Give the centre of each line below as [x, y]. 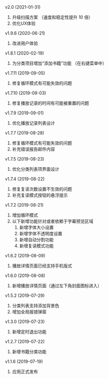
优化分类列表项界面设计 [36, 169]
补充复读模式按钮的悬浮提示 [40, 195]
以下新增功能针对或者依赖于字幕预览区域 [53, 221]
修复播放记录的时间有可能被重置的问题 [50, 103]
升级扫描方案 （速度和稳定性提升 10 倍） [53, 17]
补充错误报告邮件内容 [33, 149]
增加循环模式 [25, 215]
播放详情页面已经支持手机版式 [42, 266]
